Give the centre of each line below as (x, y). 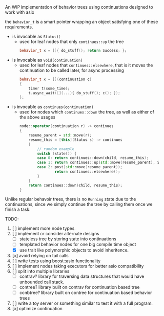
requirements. (19, 27)
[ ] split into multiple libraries (41, 271)
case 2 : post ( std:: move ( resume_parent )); (80, 167)
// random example (56, 149)
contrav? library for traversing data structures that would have (82, 276)
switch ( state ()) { (57, 154)
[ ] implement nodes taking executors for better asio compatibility (78, 266)
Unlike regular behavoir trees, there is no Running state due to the (71, 199)
